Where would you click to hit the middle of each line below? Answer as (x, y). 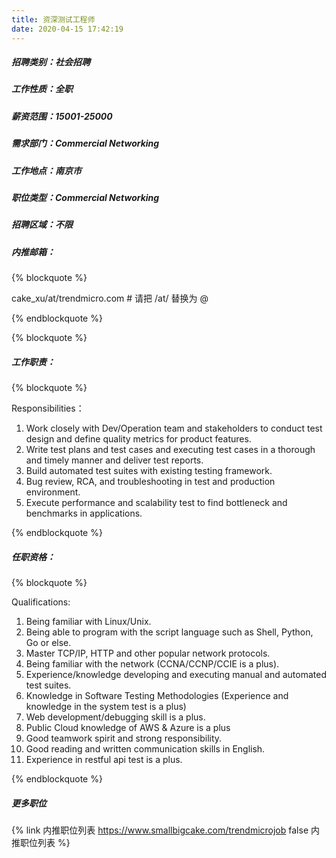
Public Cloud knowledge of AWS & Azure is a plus (128, 728)
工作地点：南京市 (46, 170)
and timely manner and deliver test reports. (114, 460)
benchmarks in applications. (84, 513)
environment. (53, 492)
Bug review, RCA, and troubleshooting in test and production (150, 482)
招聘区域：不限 (42, 225)
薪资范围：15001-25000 (62, 116)
